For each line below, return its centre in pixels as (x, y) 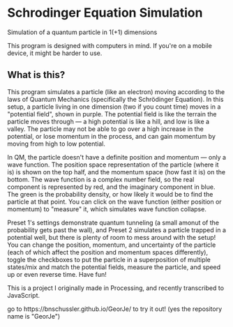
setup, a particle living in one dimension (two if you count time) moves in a (114, 107)
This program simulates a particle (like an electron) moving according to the (116, 91)
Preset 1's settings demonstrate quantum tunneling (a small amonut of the (113, 222)
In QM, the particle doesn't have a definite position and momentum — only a (117, 157)
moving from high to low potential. (57, 144)
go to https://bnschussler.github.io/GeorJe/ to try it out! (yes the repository (114, 309)
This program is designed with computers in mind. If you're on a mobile (110, 45)
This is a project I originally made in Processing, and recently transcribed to (116, 288)
